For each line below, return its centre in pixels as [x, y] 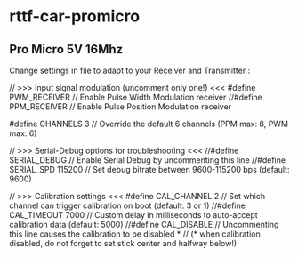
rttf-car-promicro [75, 16]
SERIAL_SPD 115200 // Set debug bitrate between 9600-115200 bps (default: [149, 169]
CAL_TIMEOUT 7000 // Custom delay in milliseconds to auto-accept [133, 215]
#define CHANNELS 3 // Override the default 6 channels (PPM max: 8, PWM [149, 124]
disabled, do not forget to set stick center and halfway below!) [123, 243]
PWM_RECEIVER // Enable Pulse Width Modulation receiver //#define [136, 97]
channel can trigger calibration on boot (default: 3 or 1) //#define [128, 205]
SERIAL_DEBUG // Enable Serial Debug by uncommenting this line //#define [148, 160]
